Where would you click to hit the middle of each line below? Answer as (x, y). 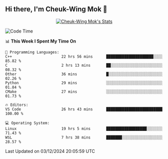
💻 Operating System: (28, 123)
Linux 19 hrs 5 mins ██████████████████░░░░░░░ (84, 128)
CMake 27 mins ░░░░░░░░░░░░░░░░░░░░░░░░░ (84, 92)
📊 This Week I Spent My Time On (41, 41)
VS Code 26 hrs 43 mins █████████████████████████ (84, 109)
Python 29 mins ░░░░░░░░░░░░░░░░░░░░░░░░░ (84, 83)
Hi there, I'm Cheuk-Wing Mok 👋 (56, 9)
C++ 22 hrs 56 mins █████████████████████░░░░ (84, 56)
